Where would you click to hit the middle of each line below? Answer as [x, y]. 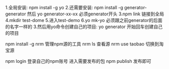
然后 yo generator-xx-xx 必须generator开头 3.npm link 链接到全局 [96, 14]
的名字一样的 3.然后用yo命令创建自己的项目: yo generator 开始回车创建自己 [84, 27]
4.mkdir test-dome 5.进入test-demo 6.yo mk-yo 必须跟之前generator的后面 [84, 20]
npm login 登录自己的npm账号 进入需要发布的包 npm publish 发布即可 [78, 61]
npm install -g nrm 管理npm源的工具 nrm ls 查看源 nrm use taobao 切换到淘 [84, 44]
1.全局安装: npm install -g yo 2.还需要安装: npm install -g [64, 7]
